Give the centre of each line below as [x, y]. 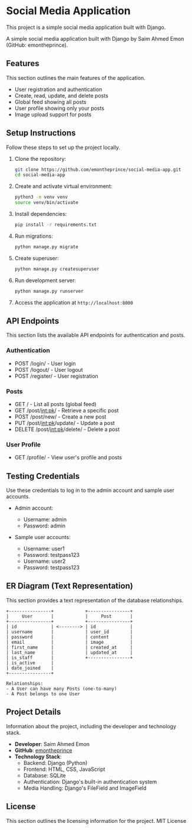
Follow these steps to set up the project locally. [63, 147]
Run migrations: [34, 236]
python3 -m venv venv [41, 197]
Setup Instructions [41, 133]
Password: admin [44, 526]
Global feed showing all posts [50, 102]
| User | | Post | [69, 616]
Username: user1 [44, 549]
